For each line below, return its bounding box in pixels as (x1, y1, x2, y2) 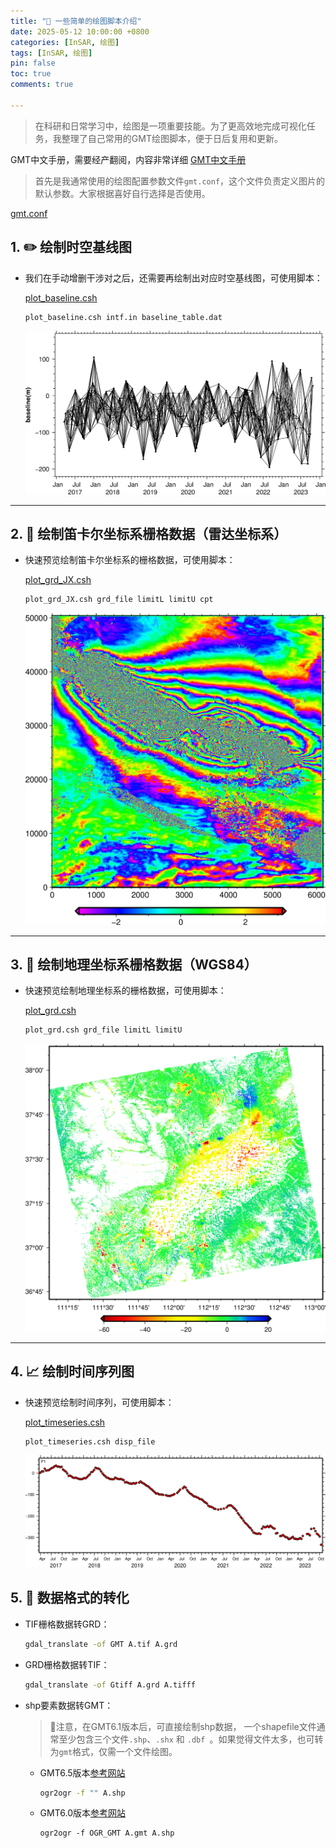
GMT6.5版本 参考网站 (39, 1766, 126, 1779)
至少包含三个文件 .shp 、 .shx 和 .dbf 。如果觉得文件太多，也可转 (58, 1733, 324, 1745)
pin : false (10, 58, 56, 69)
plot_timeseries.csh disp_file (24, 1436, 156, 1447)
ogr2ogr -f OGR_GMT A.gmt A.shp (39, 1828, 175, 1839)
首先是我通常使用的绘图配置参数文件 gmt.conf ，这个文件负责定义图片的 (34, 175, 326, 187)
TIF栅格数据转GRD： (24, 1618, 110, 1630)
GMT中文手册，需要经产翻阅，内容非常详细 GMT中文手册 (10, 153, 247, 165)
